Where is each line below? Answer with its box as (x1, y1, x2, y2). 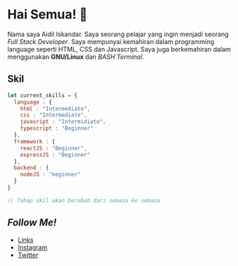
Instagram (17, 243, 48, 251)
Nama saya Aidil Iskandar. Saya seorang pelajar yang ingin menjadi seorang (7, 30, 229, 38)
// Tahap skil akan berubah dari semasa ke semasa (7, 196, 161, 204)
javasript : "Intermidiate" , (20, 118, 107, 126)
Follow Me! (7, 216, 57, 229)
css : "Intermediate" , (20, 111, 87, 119)
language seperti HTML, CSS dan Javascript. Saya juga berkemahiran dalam (7, 45, 232, 53)
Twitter (17, 250, 39, 259)
